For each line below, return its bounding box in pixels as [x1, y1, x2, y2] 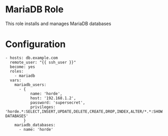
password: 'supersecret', [30, 100, 86, 105]
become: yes [10, 64, 36, 70]
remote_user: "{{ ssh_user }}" [10, 60, 76, 65]
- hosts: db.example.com [5, 55, 58, 60]
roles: [10, 69, 24, 74]
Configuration [5, 38, 66, 50]
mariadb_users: [14, 82, 47, 87]
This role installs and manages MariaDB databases [5, 20, 111, 27]
